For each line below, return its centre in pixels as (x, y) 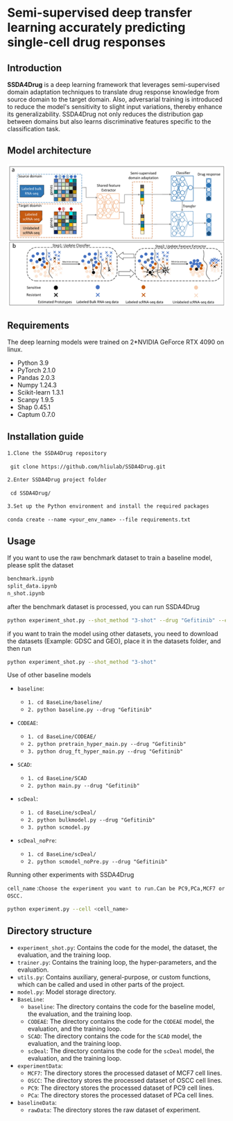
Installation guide (46, 437)
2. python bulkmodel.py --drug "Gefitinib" (92, 820)
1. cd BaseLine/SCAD (57, 779)
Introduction (35, 68)
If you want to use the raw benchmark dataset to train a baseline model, (110, 558)
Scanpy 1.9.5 (35, 400)
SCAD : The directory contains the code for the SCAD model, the (115, 1036)
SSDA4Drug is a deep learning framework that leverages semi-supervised (114, 84)
